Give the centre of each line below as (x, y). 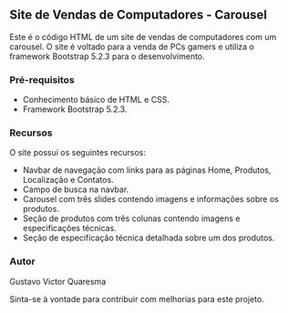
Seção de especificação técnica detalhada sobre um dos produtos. (149, 238)
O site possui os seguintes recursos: (78, 153)
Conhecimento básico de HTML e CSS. (96, 100)
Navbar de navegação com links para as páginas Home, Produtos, (147, 170)
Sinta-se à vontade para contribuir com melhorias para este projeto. (137, 298)
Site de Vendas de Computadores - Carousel (138, 15)
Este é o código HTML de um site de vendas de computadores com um (143, 36)
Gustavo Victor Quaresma (58, 281)
